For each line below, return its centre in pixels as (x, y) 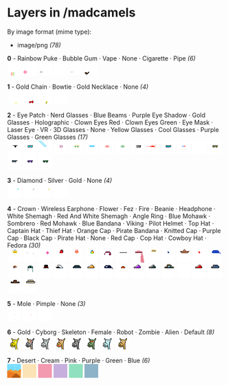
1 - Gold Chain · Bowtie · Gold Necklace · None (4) (78, 87)
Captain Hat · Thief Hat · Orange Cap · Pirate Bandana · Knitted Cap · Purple (114, 230)
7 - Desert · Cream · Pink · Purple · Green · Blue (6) (79, 360)
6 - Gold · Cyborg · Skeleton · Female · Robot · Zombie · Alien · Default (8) (111, 332)
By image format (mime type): (49, 32)
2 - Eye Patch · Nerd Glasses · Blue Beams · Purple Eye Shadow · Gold (106, 115)
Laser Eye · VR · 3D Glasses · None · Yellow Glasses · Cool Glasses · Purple (113, 129)
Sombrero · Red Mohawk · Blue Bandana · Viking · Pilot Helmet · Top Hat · (111, 223)
